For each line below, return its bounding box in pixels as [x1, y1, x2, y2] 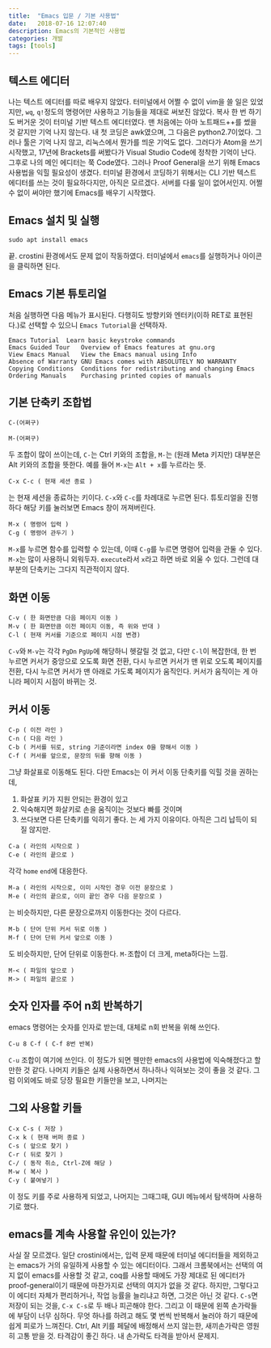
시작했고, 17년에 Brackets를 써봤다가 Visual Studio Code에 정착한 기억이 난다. [8, 147, 256, 157]
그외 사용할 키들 [8, 1101, 83, 1115]
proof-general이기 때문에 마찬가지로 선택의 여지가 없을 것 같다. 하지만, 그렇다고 [8, 1281, 260, 1291]
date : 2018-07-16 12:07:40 [8, 19, 107, 27]
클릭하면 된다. [16, 260, 61, 271]
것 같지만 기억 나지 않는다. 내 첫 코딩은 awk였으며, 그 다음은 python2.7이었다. [8, 127, 253, 137]
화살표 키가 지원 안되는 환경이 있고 [19, 794, 129, 804]
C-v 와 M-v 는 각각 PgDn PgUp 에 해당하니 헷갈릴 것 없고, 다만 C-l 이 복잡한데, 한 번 [8, 646, 257, 656]
